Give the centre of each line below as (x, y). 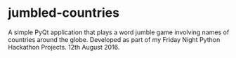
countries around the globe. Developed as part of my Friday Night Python (114, 39)
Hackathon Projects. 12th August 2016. (64, 47)
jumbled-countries (64, 13)
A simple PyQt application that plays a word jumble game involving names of (119, 32)
